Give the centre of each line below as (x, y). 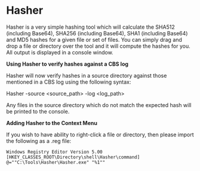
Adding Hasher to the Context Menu (52, 123)
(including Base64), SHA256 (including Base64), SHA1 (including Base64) (97, 33)
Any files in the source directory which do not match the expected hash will (99, 105)
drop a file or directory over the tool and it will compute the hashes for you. (98, 46)
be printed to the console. (38, 111)
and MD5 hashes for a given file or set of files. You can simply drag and (94, 39)
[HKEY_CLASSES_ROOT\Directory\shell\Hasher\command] (73, 157)
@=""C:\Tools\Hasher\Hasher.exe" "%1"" (56, 162)
